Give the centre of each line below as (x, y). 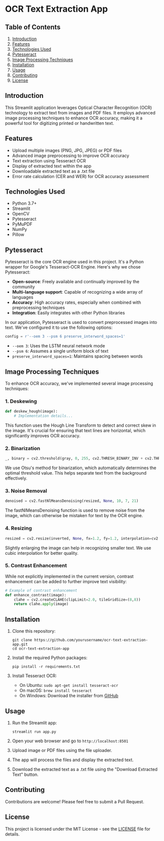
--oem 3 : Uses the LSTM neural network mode (59, 346)
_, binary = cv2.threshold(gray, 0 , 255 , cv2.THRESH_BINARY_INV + (74, 458)
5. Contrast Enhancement (36, 566)
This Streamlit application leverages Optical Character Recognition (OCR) (79, 107)
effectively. (16, 478)
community (23, 287)
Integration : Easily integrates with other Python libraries (69, 313)
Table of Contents (33, 27)
